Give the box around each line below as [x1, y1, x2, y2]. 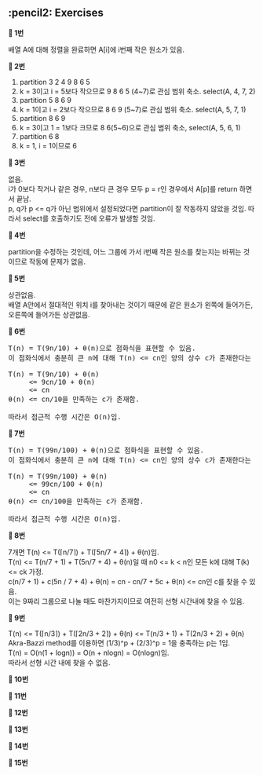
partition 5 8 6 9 [19, 95, 72, 104]
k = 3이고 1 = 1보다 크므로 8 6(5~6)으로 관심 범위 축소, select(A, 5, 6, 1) [19, 122, 241, 132]
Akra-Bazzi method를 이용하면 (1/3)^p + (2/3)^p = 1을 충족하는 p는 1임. [8, 638, 230, 647]
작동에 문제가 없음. [28, 257, 86, 266]
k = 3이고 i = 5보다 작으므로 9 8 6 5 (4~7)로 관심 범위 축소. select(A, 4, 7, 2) [19, 86, 256, 96]
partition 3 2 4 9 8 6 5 [19, 77, 90, 86]
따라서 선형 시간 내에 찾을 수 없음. [8, 657, 111, 667]
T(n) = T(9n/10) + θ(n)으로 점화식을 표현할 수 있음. [8, 343, 196, 353]
